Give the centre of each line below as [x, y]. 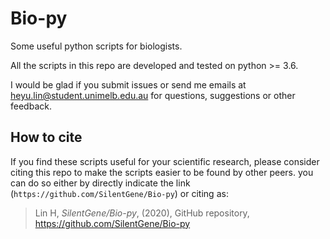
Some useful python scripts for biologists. [96, 46]
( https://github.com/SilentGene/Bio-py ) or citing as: [119, 193]
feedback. [31, 106]
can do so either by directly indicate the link [100, 183]
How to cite [46, 137]
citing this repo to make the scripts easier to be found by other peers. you [162, 172]
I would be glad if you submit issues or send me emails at [128, 84]
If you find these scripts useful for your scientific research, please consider [165, 161]
